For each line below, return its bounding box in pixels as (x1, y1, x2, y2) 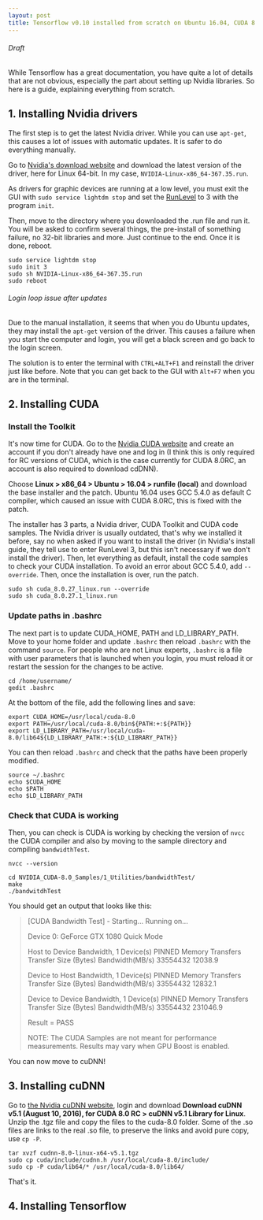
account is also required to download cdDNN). (8, 464, 159, 473)
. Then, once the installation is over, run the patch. (36, 570, 199, 580)
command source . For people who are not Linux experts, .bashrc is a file (8, 645, 243, 654)
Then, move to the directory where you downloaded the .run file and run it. (8, 216, 250, 225)
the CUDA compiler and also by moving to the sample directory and (8, 836, 227, 845)
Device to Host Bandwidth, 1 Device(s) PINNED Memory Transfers (27, 970, 242, 980)
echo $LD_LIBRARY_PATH (8, 792, 83, 799)
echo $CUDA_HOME (8, 777, 61, 786)
